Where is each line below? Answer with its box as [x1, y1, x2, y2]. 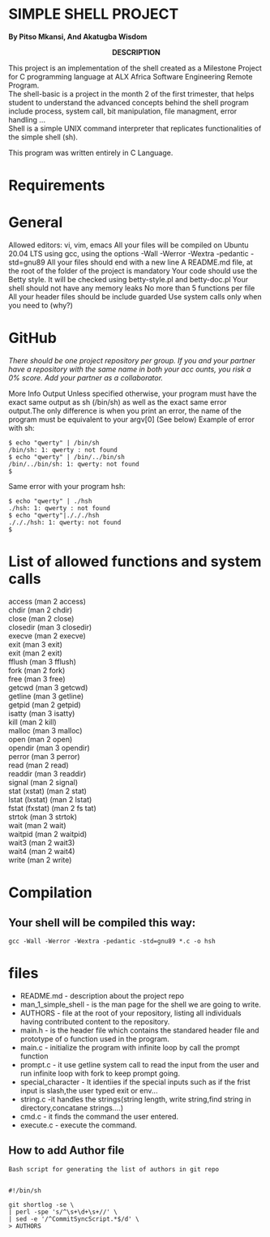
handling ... [8, 114, 46, 124]
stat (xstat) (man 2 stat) [8, 786, 88, 796]
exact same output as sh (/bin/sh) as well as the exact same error [8, 397, 227, 406]
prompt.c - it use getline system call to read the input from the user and [19, 1059, 259, 1069]
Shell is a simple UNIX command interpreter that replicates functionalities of [8, 123, 262, 133]
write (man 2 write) [8, 855, 72, 865]
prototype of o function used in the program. [19, 1033, 170, 1043]
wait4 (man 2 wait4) [8, 846, 75, 856]
